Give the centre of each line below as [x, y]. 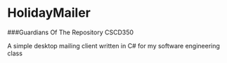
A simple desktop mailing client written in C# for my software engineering [113, 45]
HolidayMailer [49, 13]
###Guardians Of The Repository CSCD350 [71, 32]
